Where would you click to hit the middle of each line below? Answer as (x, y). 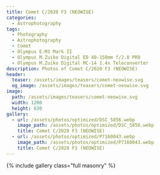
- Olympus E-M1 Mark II (42, 52)
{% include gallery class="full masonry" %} (61, 165)
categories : (21, 18)
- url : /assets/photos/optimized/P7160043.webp (74, 137)
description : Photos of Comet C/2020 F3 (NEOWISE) (72, 69)
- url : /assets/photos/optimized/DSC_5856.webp (74, 120)
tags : (13, 29)
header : (16, 74)
